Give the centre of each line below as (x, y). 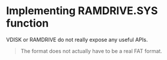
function (27, 23)
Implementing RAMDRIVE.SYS (82, 11)
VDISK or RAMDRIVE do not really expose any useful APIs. (77, 39)
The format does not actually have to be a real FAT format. (91, 51)
